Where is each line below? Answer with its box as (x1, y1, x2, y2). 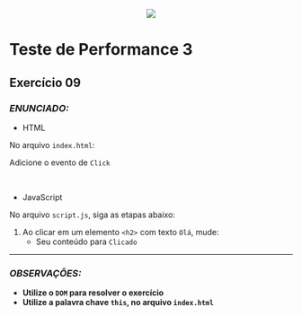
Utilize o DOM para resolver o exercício (22, 287, 164, 298)
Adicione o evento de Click (9, 157, 111, 168)
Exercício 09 (9, 75, 81, 90)
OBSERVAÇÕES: (9, 267, 82, 279)
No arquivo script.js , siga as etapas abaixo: (9, 209, 175, 220)
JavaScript (22, 191, 63, 202)
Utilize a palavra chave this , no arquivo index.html (22, 297, 214, 308)
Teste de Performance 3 (9, 39, 193, 60)
